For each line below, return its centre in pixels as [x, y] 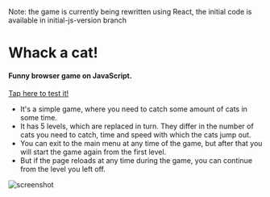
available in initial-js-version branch [68, 20]
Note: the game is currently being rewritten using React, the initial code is [130, 12]
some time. [39, 118]
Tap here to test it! [39, 94]
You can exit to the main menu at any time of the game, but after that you [141, 144]
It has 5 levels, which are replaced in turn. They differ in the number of [137, 126]
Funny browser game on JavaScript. [71, 75]
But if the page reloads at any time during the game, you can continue [136, 161]
